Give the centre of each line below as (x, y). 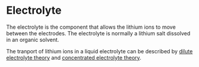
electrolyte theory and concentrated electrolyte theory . (74, 57)
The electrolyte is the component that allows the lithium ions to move (91, 27)
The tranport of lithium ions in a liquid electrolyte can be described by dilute (99, 51)
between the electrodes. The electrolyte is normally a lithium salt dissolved (98, 33)
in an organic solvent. (33, 39)
